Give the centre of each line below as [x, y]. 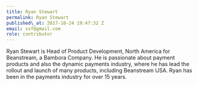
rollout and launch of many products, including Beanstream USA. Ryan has [99, 70]
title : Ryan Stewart [32, 12]
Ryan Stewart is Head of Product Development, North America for [88, 51]
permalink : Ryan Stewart [38, 17]
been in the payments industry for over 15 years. [67, 77]
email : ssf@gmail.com [34, 29]
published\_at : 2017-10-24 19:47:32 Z [55, 23]
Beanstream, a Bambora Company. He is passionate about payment [91, 58]
